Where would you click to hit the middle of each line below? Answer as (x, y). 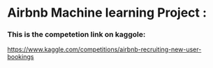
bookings (21, 57)
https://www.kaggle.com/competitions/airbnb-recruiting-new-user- (104, 49)
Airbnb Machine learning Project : (107, 13)
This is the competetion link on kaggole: (76, 35)
